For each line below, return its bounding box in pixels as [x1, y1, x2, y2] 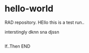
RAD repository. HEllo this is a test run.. [4, 19, 85, 25]
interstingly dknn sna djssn [4, 29, 60, 35]
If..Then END [4, 43, 31, 50]
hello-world [4, 3, 54, 14]
